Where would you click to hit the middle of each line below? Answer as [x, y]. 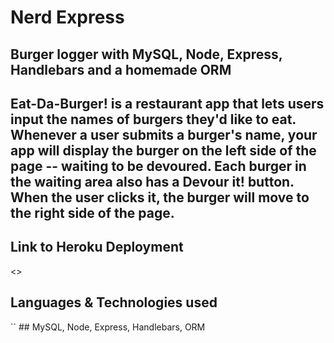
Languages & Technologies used [114, 302]
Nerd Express [67, 17]
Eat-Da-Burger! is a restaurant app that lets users [167, 103]
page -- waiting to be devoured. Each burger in [158, 166]
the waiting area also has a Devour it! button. [152, 181]
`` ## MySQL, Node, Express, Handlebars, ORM [108, 327]
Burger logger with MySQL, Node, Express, [146, 54]
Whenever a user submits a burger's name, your [164, 134]
